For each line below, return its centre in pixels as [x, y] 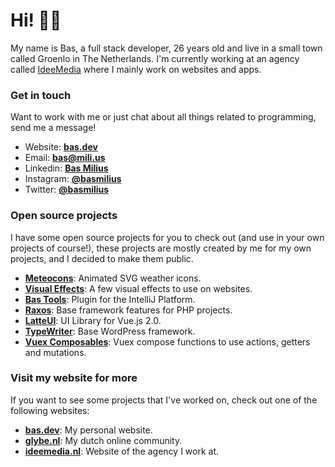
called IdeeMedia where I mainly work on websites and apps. [136, 69]
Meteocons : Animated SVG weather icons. [113, 278]
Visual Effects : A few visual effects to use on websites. [138, 288]
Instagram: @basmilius [73, 179]
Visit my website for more [74, 378]
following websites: [50, 410]
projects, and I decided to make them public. [102, 258]
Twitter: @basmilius [67, 190]
